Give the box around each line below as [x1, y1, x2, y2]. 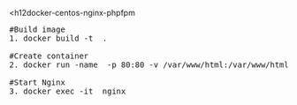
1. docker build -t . [9, 34, 108, 43]
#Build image [9, 25, 66, 34]
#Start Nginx [9, 78, 66, 87]
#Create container [9, 51, 89, 61]
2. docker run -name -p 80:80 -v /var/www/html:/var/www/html [9, 60, 289, 70]
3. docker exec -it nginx [9, 86, 126, 96]
